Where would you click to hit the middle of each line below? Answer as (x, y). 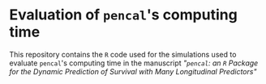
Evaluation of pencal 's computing (123, 15)
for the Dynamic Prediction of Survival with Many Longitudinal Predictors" (133, 71)
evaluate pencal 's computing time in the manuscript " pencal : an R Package (134, 63)
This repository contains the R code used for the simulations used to (123, 54)
